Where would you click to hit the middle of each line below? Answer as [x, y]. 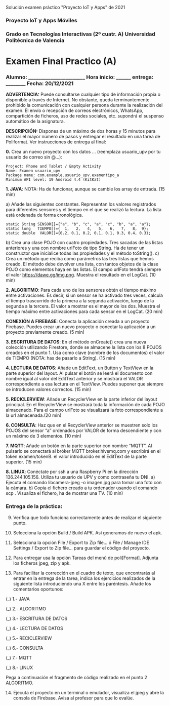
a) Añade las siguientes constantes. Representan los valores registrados [81, 204]
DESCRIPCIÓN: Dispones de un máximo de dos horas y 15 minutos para [81, 131]
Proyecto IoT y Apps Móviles [41, 20]
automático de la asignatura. [35, 122]
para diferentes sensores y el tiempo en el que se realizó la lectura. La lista [83, 210]
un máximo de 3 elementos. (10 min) [44, 436]
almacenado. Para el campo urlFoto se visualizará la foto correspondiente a [84, 410]
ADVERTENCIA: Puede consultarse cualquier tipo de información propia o [83, 94]
